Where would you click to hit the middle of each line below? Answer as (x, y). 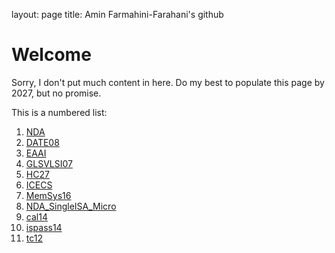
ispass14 (44, 227)
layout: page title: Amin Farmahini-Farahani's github (117, 14)
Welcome (51, 55)
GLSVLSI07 (49, 163)
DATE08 (42, 142)
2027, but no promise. (56, 93)
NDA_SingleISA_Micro (71, 206)
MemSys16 (48, 195)
